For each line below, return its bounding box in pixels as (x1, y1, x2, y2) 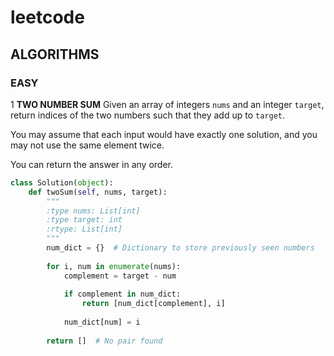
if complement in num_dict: (63, 289, 182, 300)
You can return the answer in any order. (10, 158, 173, 170)
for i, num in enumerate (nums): (46, 261, 182, 271)
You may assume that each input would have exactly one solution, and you (10, 128, 318, 140)
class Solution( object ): (10, 177, 114, 188)
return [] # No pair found (46, 336, 163, 346)
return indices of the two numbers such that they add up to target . (10, 109, 285, 121)
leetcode (10, 6, 85, 29)
